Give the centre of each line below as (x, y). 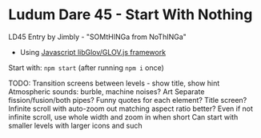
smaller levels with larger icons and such (75, 125)
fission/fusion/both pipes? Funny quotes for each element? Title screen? (128, 100)
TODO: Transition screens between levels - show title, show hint (114, 83)
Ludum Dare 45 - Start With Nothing (130, 15)
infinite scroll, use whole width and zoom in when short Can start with (123, 116)
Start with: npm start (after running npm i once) (86, 67)
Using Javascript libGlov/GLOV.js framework (93, 52)
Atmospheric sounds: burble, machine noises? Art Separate (106, 91)
